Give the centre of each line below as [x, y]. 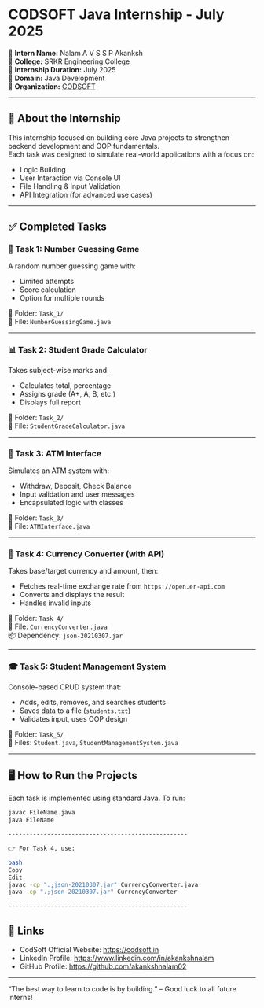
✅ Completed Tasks [58, 227]
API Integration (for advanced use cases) [86, 194]
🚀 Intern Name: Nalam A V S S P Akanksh [76, 53]
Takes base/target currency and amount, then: [83, 571]
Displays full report [50, 402]
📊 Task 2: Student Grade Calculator [78, 350]
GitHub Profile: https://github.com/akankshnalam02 [103, 966]
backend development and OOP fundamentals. [84, 146]
